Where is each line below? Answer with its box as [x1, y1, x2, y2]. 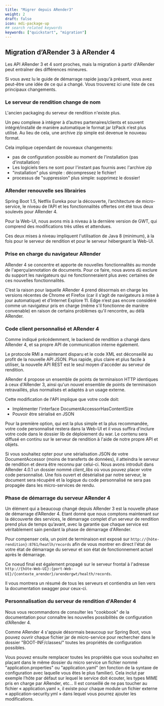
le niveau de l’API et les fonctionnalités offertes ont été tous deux [22, 203, 154, 209]
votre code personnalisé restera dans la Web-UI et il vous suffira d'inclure [5, 426, 155, 431]
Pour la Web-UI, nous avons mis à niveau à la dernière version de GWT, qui [5, 218, 157, 224]
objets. [5, 442, 19, 447]
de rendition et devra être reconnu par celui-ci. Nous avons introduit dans [5, 461, 154, 467]
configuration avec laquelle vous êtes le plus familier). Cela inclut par [5, 670, 145, 676]
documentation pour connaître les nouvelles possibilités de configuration [5, 614, 153, 620]
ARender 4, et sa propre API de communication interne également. [5, 342, 139, 347]
